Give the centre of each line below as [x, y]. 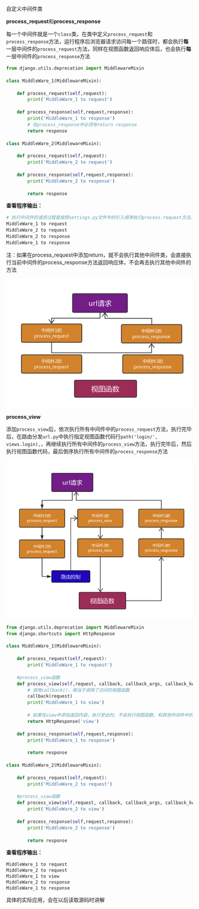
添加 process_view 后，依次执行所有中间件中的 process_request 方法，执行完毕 [99, 429]
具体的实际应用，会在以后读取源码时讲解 [55, 900]
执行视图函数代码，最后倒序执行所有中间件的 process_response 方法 [87, 451]
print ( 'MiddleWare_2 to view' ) [66, 809]
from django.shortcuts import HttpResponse [61, 634]
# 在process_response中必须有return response [82, 124]
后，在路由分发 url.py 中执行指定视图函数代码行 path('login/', [82, 436]
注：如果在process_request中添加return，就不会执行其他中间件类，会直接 [96, 255]
